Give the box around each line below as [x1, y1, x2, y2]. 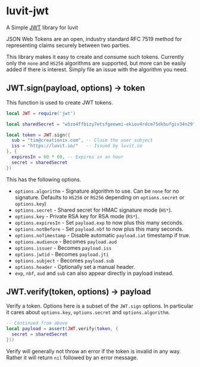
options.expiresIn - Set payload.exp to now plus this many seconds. [14, 219, 184, 226]
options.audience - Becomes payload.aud [14, 238, 117, 245]
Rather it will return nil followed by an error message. [6, 354, 138, 361]
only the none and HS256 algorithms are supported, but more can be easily [6, 59, 186, 67]
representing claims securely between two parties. [6, 42, 131, 49]
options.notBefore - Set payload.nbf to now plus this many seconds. [14, 225, 184, 233]
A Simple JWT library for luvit [6, 24, 79, 31]
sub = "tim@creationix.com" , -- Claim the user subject [11, 137, 153, 143]
